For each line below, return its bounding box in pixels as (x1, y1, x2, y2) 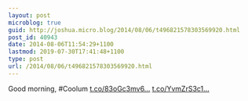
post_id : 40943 (8, 33, 58, 41)
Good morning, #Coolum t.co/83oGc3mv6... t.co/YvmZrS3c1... (8, 84, 210, 93)
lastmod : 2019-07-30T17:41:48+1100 (8, 48, 125, 56)
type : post (8, 56, 44, 63)
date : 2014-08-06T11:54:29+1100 (8, 41, 114, 49)
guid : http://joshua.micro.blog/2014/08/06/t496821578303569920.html (8, 26, 241, 34)
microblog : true (8, 19, 61, 27)
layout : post (8, 11, 51, 20)
